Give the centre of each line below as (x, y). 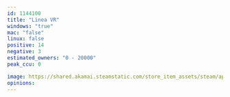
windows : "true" (30, 26)
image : (16, 77)
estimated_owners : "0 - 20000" (52, 58)
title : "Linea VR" (33, 20)
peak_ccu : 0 (24, 64)
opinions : (21, 83)
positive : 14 (26, 45)
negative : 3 (24, 52)
